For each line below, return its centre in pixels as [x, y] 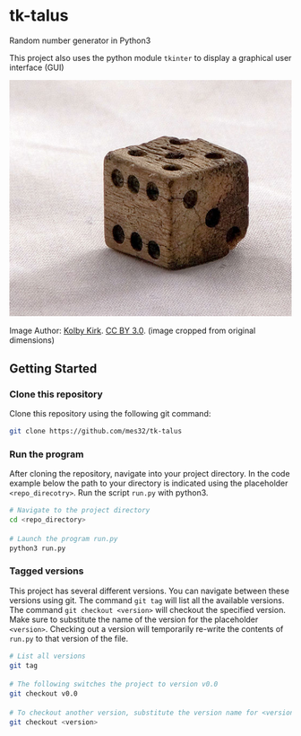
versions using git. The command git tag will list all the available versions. [147, 600]
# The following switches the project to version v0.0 [114, 684]
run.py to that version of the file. [69, 638]
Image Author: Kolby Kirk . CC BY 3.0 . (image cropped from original [133, 331]
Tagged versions [47, 571]
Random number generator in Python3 [80, 40]
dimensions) [32, 340]
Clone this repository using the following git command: [110, 413]
